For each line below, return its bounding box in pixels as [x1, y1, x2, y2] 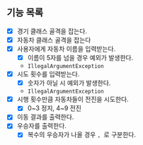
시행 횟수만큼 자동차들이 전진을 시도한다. [16, 95, 129, 104]
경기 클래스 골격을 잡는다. [16, 27, 88, 35]
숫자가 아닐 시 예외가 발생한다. [27, 79, 111, 87]
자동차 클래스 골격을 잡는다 [16, 35, 91, 44]
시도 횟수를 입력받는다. [16, 70, 80, 79]
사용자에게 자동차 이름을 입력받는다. [16, 45, 116, 53]
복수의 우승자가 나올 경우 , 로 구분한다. [27, 130, 136, 139]
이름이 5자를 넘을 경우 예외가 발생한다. [27, 54, 134, 62]
